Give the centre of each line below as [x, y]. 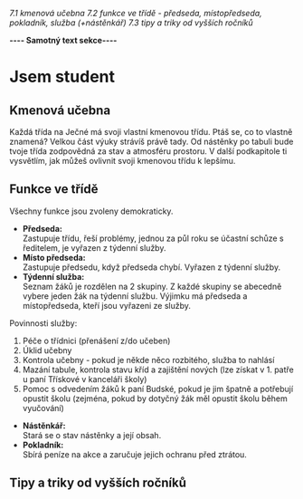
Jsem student [62, 77]
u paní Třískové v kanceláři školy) [85, 379]
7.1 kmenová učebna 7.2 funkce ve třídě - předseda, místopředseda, [136, 13]
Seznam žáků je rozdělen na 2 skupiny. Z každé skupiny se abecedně [152, 286]
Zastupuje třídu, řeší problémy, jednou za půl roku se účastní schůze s [153, 238]
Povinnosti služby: [43, 323]
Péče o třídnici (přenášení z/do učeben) [96, 341]
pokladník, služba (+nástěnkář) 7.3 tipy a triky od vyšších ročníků [131, 23]
